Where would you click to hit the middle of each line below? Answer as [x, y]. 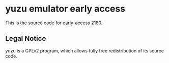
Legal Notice [26, 39]
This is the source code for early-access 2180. [54, 23]
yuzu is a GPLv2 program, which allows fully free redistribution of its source [85, 50]
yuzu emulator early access [65, 9]
